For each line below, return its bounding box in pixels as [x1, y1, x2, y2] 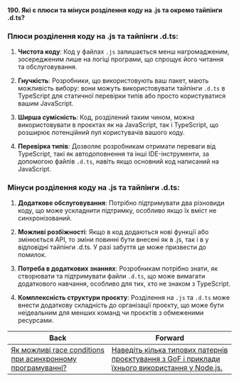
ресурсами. [17, 316, 54, 325]
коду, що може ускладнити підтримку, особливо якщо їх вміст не [17, 206, 217, 215]
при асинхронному [11, 354, 77, 364]
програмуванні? [11, 363, 67, 373]
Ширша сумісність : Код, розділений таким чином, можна [17, 113, 195, 121]
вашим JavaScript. [17, 99, 74, 107]
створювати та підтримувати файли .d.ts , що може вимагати [17, 272, 206, 281]
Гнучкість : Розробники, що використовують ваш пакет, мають [17, 76, 209, 85]
